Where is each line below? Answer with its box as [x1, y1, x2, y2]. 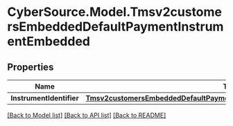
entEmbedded [7, 34, 90, 49]
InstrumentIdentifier [10, 93, 79, 102]
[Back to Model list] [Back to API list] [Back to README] [7, 111, 166, 119]
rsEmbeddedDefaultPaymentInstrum [7, 19, 224, 35]
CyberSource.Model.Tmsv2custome [7, 4, 223, 20]
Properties [7, 61, 54, 73]
